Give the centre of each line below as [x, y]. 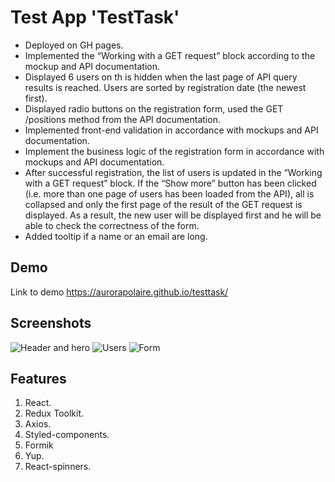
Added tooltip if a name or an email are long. [116, 236]
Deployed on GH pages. [74, 45]
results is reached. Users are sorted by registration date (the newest [165, 87]
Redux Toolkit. [54, 413]
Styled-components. [67, 435]
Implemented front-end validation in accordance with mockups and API [171, 130]
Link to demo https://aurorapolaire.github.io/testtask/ [119, 292]
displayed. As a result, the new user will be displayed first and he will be [173, 215]
